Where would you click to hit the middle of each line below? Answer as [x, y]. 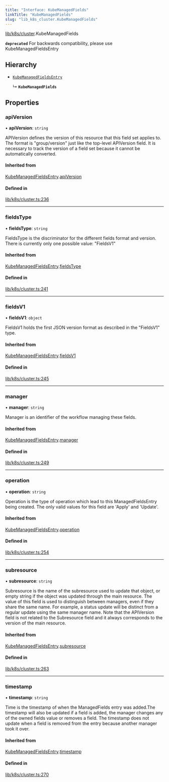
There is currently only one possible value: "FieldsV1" [60, 243]
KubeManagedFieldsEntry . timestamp [44, 752]
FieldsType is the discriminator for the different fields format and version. [81, 238]
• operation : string [26, 492]
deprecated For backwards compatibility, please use [59, 43]
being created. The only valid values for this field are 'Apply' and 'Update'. [82, 507]
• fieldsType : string [26, 228]
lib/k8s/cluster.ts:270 [27, 774]
